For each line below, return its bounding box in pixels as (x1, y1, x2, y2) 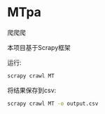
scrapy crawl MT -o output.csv (7, 100, 99, 107)
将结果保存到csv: (7, 86, 57, 94)
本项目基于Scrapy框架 (7, 43, 71, 51)
